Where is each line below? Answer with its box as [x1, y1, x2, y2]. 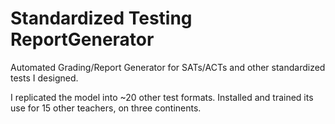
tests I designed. [10, 72, 79, 84]
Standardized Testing [10, 7, 193, 30]
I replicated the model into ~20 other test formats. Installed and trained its [10, 91, 314, 103]
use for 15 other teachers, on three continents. [10, 102, 202, 114]
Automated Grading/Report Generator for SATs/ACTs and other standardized [10, 61, 326, 73]
